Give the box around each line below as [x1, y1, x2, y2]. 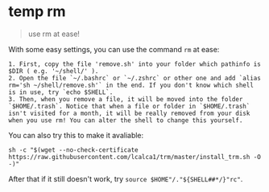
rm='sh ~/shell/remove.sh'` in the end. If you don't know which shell [8, 81, 254, 89]
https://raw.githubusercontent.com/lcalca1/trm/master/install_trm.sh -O [8, 153, 262, 161]
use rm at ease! [27, 29, 81, 39]
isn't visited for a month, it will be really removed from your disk [8, 109, 250, 117]
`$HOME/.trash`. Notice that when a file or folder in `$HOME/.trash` [8, 102, 250, 110]
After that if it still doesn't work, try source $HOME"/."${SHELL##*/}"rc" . [8, 174, 243, 183]
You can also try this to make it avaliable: [8, 130, 144, 140]
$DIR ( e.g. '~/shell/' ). [8, 67, 99, 75]
